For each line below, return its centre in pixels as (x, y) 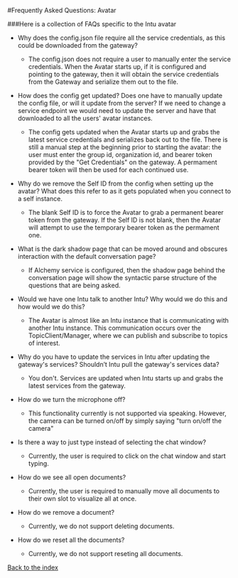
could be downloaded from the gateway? (78, 45)
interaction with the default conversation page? (87, 256)
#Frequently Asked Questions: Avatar (62, 10)
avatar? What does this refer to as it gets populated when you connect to (124, 191)
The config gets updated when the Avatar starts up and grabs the (124, 132)
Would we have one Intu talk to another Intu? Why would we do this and (122, 299)
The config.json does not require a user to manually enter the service (129, 59)
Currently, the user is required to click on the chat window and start (127, 456)
